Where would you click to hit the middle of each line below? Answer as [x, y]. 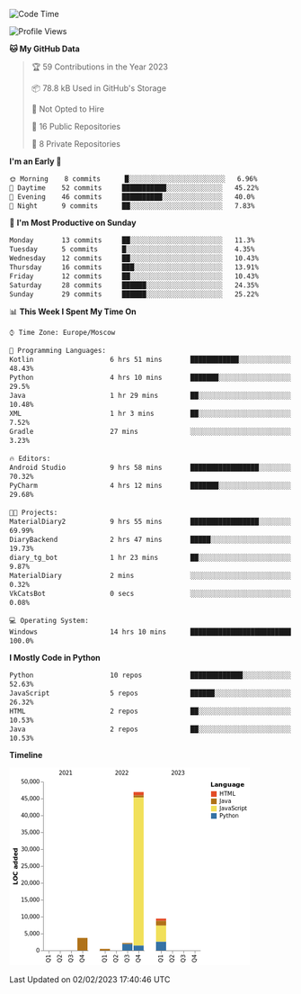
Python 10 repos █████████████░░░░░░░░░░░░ [150, 675]
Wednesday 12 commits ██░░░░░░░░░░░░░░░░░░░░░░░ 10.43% [134, 258]
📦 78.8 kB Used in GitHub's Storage [99, 88]
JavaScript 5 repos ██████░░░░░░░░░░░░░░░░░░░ [150, 693]
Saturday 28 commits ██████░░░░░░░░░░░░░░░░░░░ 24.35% [134, 285]
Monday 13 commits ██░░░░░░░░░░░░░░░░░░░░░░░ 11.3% [132, 240]
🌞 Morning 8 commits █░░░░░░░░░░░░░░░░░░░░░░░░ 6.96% [133, 179]
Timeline [26, 755]
